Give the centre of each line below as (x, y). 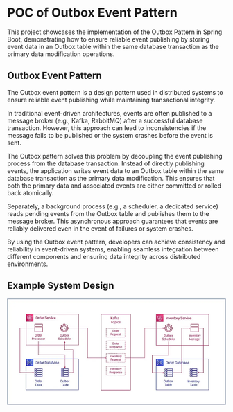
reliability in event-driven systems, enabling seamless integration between (113, 249)
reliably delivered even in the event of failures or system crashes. (100, 228)
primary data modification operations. (61, 54)
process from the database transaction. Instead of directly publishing (106, 163)
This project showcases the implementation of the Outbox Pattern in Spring (115, 32)
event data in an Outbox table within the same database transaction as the (113, 46)
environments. (28, 264)
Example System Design (61, 286)
